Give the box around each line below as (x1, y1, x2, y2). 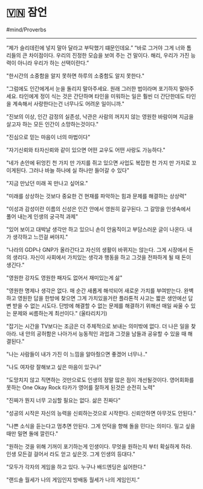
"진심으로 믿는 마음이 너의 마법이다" (6, 133, 91, 140)
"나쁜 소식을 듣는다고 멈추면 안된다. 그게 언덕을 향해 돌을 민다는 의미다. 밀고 (6, 422, 184, 430)
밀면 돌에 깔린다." (17, 430, 59, 437)
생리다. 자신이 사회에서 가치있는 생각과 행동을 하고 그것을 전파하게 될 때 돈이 (12, 254, 192, 261)
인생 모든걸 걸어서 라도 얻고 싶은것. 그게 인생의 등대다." (6, 450, 136, 458)
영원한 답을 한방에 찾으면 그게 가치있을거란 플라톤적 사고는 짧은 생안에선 (17, 294, 187, 301)
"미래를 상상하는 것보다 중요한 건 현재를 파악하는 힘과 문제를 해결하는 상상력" (6, 192, 187, 200)
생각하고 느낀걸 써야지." (12, 233, 68, 240)
